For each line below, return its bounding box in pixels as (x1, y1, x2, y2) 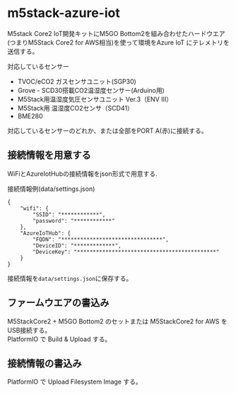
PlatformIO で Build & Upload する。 (7, 335, 112, 343)
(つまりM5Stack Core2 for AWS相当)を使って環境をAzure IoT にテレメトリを (7, 38, 230, 47)
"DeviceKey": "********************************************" (33, 248, 220, 255)
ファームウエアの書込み (7, 297, 110, 309)
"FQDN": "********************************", (33, 236, 170, 243)
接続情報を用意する (7, 149, 91, 161)
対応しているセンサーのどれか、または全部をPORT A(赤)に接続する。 (7, 126, 208, 135)
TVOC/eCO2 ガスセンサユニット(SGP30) (17, 77, 136, 86)
